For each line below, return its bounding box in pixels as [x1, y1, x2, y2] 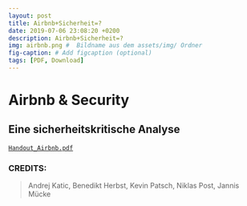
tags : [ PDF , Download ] [8, 57, 84, 65]
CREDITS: [8, 162, 47, 173]
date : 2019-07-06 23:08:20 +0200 [8, 26, 120, 34]
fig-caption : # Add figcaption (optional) [8, 49, 152, 57]
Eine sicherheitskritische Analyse [8, 123, 180, 136]
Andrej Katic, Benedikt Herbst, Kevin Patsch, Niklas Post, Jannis [27, 181, 240, 191]
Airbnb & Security [8, 91, 130, 109]
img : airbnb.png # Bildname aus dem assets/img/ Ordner [8, 42, 203, 50]
